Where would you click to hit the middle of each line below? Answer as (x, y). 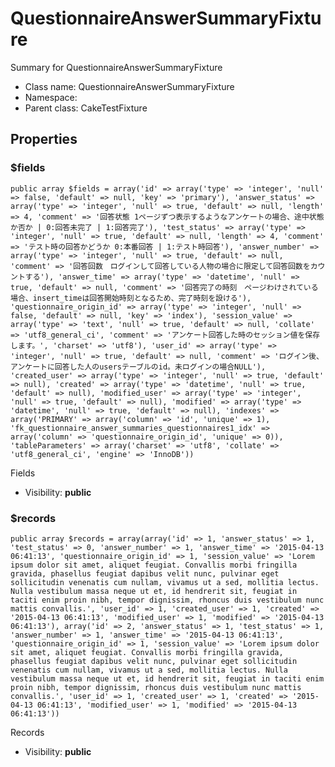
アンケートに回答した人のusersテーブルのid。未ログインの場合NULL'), (138, 367)
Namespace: (51, 97)
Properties (44, 139)
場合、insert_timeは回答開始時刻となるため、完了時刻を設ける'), (131, 298)
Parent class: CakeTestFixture (86, 108)
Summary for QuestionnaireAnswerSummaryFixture (116, 67)
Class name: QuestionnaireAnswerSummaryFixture (129, 86)
